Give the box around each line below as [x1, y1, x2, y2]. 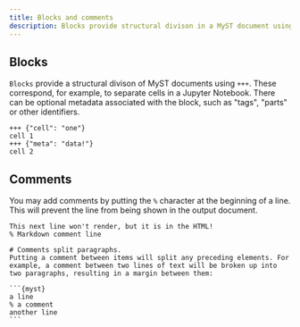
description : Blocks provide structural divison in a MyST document [9, 21, 270, 30]
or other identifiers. [9, 106, 80, 117]
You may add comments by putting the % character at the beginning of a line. [9, 196, 291, 206]
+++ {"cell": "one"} [9, 124, 87, 133]
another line [9, 308, 58, 317]
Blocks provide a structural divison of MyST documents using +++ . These [9, 78, 277, 89]
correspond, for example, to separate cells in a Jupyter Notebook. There [9, 88, 276, 98]
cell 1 [9, 131, 34, 141]
